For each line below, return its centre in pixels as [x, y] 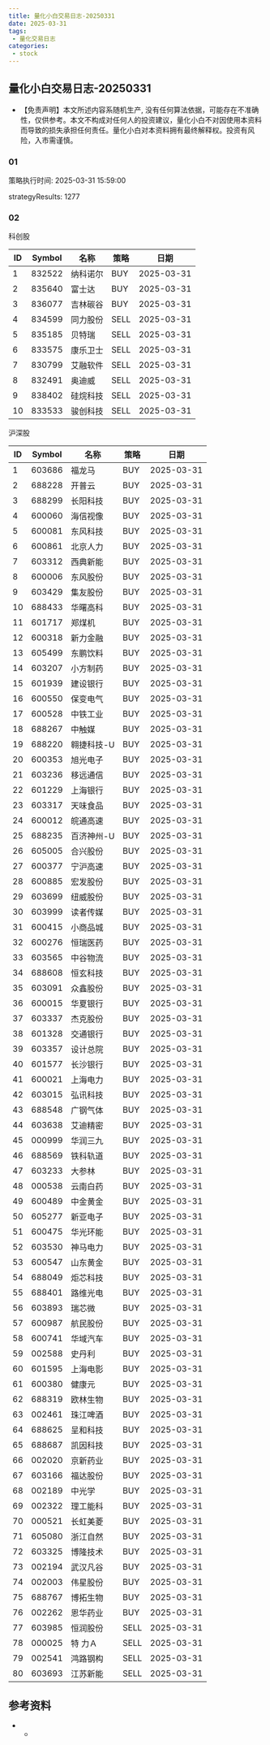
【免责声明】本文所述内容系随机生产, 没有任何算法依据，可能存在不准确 [139, 110]
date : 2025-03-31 [38, 24]
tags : [17, 31]
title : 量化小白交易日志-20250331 [62, 16]
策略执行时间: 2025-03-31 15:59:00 [67, 180]
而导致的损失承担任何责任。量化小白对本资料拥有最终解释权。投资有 [134, 130]
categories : [28, 46]
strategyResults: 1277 [44, 197]
